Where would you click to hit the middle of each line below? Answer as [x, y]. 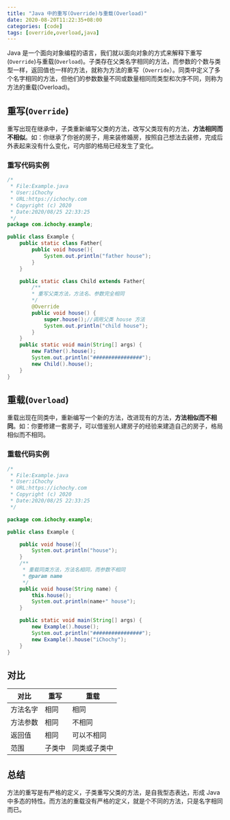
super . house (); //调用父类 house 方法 [94, 319]
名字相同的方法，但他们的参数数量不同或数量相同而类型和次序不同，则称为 [118, 79]
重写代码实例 [28, 165]
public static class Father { [61, 243]
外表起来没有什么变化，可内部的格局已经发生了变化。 [82, 146]
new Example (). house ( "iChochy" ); [79, 639]
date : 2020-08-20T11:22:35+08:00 [55, 20]
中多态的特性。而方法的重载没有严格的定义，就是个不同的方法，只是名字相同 [115, 801]
